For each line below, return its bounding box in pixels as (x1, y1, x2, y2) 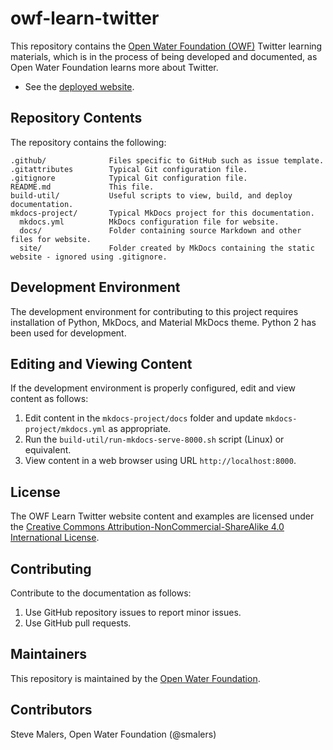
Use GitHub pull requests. (24, 617, 132, 629)
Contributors (10, 702, 93, 719)
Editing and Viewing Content (10, 355, 193, 372)
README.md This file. (10, 182, 155, 192)
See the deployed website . (24, 80, 135, 92)
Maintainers (10, 646, 88, 663)
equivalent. (24, 444, 72, 456)
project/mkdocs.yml (24, 425, 107, 435)
